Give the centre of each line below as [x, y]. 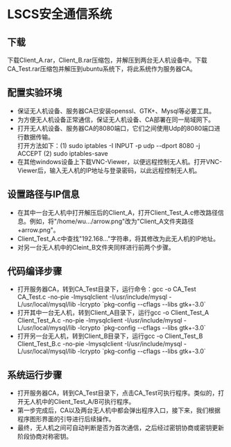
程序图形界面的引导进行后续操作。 [66, 419]
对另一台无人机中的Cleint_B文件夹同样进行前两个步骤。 [96, 247]
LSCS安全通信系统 [60, 14]
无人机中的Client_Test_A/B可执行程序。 [79, 402]
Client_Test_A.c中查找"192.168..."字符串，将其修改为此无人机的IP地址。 [118, 238]
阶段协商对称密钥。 [45, 437]
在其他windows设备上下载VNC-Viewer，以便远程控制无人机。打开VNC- [120, 161]
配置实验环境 [35, 93]
